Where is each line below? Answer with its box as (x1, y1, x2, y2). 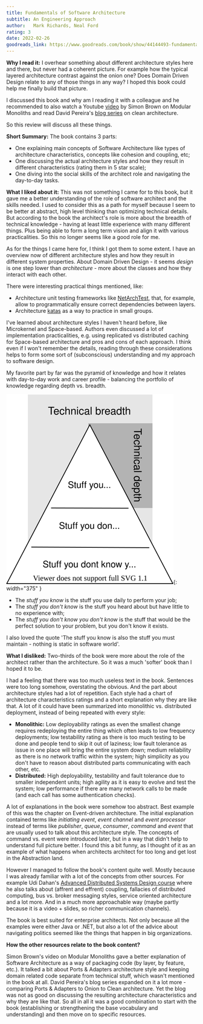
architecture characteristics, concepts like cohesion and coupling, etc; (14, 151, 190, 158)
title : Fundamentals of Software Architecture (6, 10, 126, 16)
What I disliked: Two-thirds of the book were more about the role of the (6, 652, 185, 659)
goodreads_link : (6, 42, 47, 48)
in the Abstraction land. (6, 855, 65, 862)
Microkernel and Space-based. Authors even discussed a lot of (6, 326, 164, 332)
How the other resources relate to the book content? (6, 941, 141, 948)
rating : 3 (6, 29, 31, 35)
